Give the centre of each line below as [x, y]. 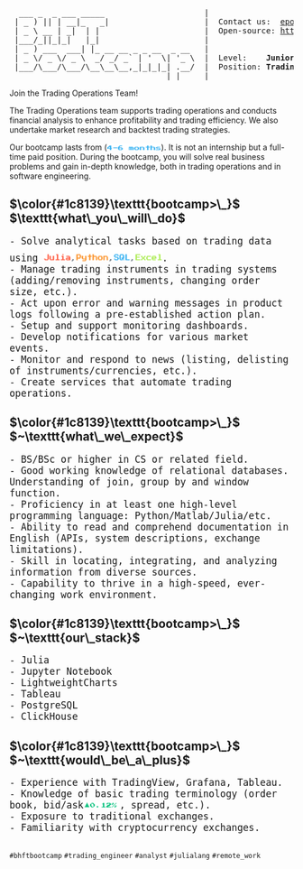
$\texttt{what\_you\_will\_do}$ [97, 219]
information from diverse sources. [104, 572]
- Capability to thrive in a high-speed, [121, 583]
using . [89, 258]
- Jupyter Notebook [61, 671]
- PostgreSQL [44, 706]
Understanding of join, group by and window [129, 482]
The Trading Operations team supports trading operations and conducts [143, 111]
